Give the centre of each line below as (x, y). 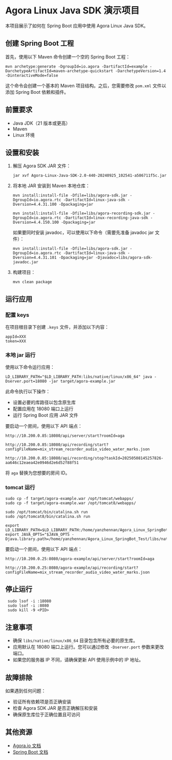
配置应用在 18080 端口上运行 (43, 409)
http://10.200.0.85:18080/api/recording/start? (57, 445)
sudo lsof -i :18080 (29, 601)
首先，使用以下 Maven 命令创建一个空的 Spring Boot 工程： (68, 56)
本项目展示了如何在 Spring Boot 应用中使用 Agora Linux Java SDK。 (77, 26)
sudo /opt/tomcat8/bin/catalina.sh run (48, 516)
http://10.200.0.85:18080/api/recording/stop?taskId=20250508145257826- (84, 458)
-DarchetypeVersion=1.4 (141, 71)
